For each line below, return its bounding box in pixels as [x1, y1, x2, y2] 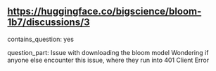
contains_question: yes [7, 35, 74, 43]
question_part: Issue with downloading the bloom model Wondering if [7, 48, 209, 56]
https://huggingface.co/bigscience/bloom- [7, 6, 202, 17]
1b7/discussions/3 [7, 17, 90, 29]
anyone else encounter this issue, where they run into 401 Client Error [7, 56, 210, 64]
